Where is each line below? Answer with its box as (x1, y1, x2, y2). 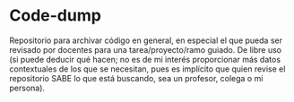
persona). (9, 82, 46, 93)
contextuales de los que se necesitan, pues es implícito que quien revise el (9, 64, 286, 74)
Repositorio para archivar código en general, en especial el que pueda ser (9, 35, 282, 46)
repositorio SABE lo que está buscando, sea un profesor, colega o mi (9, 72, 264, 83)
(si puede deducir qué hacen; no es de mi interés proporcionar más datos (9, 54, 281, 64)
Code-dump (9, 5, 101, 26)
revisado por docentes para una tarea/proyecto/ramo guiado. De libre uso (9, 44, 282, 55)
